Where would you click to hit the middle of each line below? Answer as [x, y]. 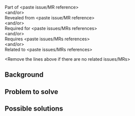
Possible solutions [34, 109]
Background [24, 75]
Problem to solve [31, 92]
